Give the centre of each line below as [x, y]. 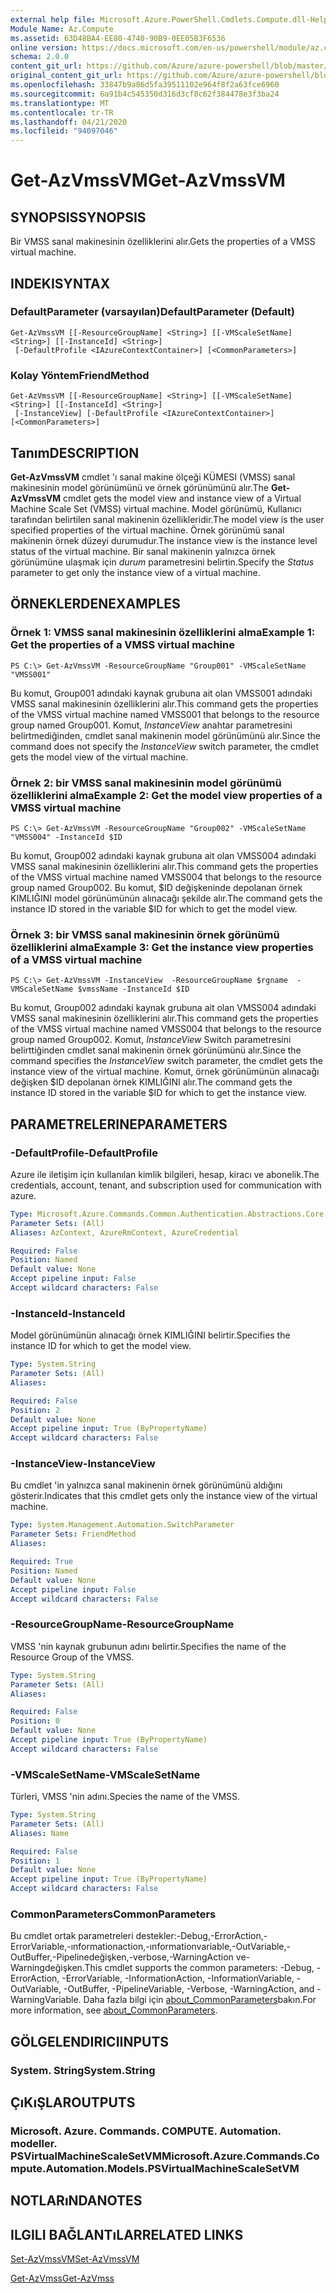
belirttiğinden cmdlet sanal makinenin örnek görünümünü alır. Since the [156, 1050]
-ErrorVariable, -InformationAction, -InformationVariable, [178, 1978]
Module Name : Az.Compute [62, 29]
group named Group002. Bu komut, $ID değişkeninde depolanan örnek [156, 887]
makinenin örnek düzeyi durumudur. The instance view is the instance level [164, 540]
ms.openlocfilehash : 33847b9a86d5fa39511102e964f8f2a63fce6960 [145, 85]
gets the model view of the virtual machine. [99, 757]
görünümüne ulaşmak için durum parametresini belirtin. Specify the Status [162, 562]
